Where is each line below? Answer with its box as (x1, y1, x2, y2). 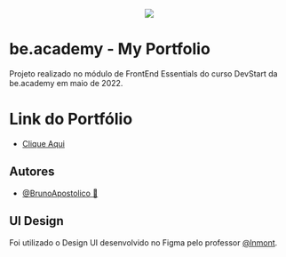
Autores (9, 165, 55, 180)
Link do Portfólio (9, 109, 133, 129)
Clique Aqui (21, 138, 65, 149)
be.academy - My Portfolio (9, 39, 211, 60)
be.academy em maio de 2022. (9, 77, 123, 88)
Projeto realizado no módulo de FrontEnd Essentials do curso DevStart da (9, 68, 278, 79)
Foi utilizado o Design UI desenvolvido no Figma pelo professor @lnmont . (9, 237, 278, 248)
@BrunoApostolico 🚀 (21, 188, 99, 198)
